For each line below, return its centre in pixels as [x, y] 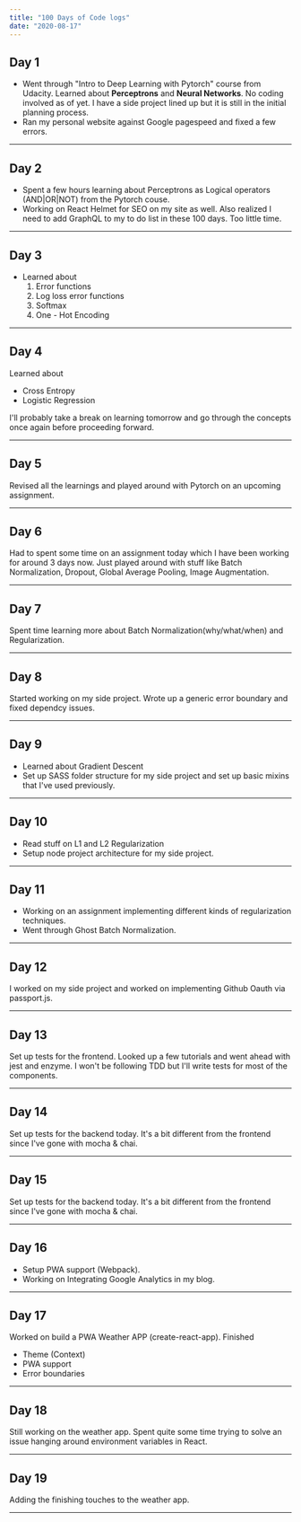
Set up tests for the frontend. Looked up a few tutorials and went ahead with [150, 1057]
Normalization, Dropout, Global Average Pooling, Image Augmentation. [139, 572]
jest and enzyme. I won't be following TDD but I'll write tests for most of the [149, 1066]
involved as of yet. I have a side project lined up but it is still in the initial [154, 103]
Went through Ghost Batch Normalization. [99, 930]
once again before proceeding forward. [82, 427]
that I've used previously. [69, 785]
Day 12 [28, 967]
